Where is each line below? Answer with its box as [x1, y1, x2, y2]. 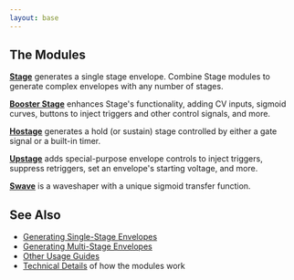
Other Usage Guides [22, 251, 100, 262]
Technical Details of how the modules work [22, 261, 185, 272]
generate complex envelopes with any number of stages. [9, 81, 224, 92]
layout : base [9, 13, 59, 23]
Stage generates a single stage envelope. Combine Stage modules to [9, 71, 271, 82]
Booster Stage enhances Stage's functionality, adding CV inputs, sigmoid [9, 99, 287, 109]
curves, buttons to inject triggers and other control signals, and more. [9, 109, 271, 119]
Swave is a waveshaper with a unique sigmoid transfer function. [9, 181, 251, 192]
